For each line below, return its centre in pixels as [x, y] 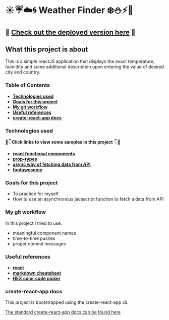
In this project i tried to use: [34, 223]
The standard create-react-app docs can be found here [63, 312]
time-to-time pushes [34, 238]
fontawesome [27, 169]
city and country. [23, 72]
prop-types [25, 159]
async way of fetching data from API [51, 164]
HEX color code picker [36, 278]
